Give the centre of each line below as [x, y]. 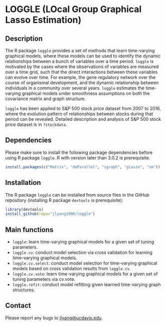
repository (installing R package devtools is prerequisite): [64, 200]
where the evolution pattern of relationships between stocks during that [79, 114]
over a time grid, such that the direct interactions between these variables [81, 72]
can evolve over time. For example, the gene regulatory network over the [80, 77]
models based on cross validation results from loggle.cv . [72, 269]
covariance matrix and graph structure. [46, 99]
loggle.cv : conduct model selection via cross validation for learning [82, 253]
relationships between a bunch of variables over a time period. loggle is [79, 61]
